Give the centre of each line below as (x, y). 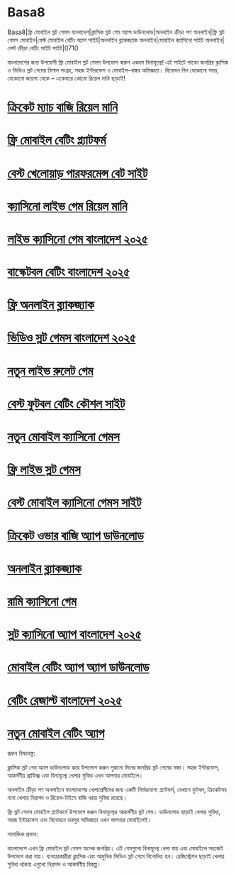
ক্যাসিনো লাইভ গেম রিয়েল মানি (67, 206)
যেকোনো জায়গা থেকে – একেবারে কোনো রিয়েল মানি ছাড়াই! (66, 78)
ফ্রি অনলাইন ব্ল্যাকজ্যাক (51, 305)
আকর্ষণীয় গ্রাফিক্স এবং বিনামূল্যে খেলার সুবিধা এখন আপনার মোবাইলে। (75, 776)
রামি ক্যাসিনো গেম (42, 601)
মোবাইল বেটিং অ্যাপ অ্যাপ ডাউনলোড (78, 667)
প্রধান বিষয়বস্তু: (21, 753)
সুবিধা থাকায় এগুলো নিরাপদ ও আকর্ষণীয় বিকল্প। (54, 865)
